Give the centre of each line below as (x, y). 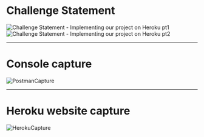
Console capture (49, 64)
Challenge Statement (61, 11)
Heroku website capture (68, 111)
